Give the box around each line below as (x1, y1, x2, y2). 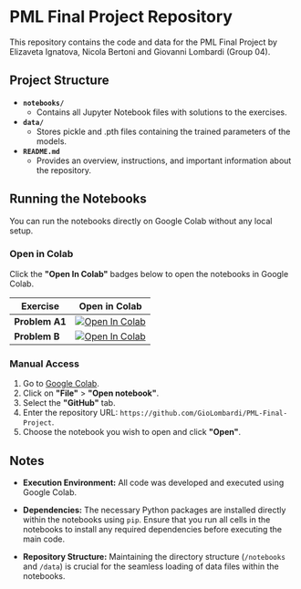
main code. (22, 533, 66, 544)
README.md (22, 147, 61, 156)
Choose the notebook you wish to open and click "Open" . (22, 427, 242, 438)
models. (36, 135, 67, 147)
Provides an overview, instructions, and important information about (36, 155, 292, 166)
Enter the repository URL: (22, 408, 119, 418)
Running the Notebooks (9, 191, 148, 207)
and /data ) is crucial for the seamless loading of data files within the (22, 561, 280, 572)
